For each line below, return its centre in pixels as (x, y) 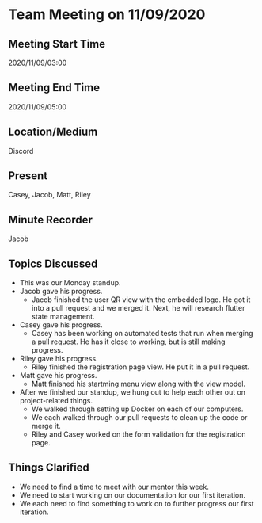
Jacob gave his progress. (61, 292)
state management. (63, 317)
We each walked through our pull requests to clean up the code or (139, 418)
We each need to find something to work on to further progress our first (137, 503)
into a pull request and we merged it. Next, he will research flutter (138, 308)
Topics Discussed (53, 263)
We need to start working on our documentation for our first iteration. (133, 495)
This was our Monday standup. (70, 283)
